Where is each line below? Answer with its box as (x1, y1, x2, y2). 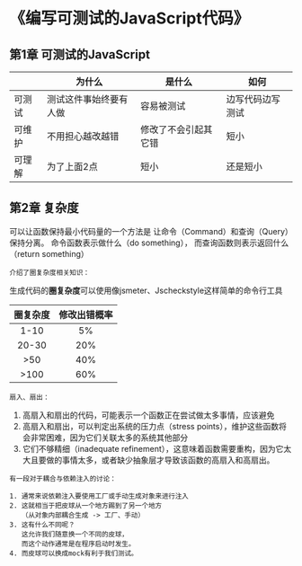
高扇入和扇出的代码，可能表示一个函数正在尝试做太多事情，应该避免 (22, 410, 275, 420)
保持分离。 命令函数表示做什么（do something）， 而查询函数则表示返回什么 (9, 237, 289, 248)
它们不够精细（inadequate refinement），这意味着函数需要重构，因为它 (22, 443, 284, 454)
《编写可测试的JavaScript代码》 (9, 8, 250, 29)
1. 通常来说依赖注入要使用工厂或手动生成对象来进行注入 (9, 491, 189, 500)
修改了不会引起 (140, 123, 204, 136)
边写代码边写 (226, 93, 280, 105)
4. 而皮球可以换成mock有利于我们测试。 (9, 549, 138, 558)
